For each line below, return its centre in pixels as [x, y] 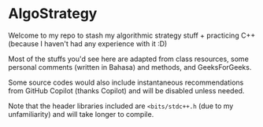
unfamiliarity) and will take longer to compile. [81, 114]
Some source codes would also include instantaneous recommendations [126, 82]
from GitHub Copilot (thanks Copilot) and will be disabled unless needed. [126, 90]
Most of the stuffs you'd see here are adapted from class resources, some [129, 59]
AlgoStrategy [53, 14]
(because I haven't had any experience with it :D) [88, 43]
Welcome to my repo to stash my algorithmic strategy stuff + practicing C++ [132, 35]
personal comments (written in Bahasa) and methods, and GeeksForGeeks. [130, 67]
